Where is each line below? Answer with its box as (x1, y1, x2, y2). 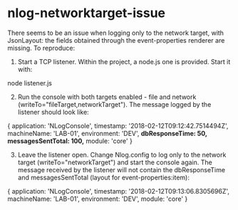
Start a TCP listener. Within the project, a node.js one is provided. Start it (17, 57, 231, 65)
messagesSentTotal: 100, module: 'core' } (7, 137, 133, 145)
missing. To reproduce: (7, 43, 76, 52)
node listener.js (7, 78, 52, 87)
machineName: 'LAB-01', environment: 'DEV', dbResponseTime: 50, (7, 129, 208, 137)
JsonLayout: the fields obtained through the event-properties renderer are (7, 36, 225, 44)
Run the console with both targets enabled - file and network (17, 93, 197, 101)
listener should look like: (17, 107, 89, 116)
